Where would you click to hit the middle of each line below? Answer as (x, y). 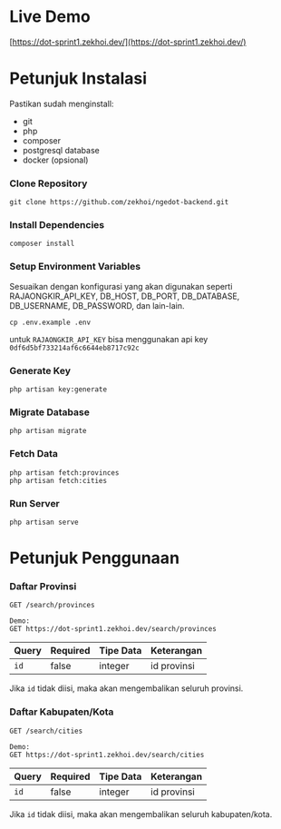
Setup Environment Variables (75, 267)
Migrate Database (50, 412)
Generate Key (40, 370)
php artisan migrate (48, 431)
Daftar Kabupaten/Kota (62, 712)
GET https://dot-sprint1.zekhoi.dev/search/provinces (113, 629)
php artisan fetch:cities (58, 480)
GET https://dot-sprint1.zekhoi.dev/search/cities (107, 755)
